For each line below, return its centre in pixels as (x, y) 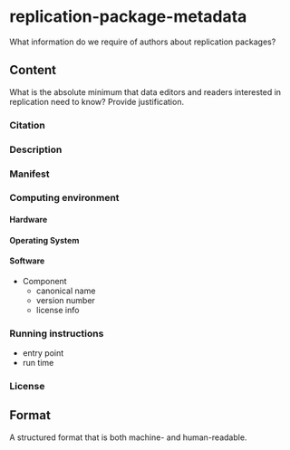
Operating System (44, 240)
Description (36, 149)
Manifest (29, 174)
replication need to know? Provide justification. (97, 101)
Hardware (29, 220)
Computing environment (64, 198)
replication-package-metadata (128, 17)
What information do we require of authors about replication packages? (143, 42)
